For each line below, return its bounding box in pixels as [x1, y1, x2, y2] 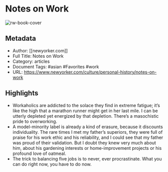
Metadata [5, 34, 36, 43]
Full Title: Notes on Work [12, 53, 64, 59]
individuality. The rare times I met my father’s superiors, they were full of [12, 129, 163, 135]
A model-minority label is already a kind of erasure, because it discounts [12, 124, 163, 130]
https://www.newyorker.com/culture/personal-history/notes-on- [24, 69, 157, 75]
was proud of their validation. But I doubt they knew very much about [12, 139, 156, 146]
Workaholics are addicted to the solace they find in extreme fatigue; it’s [12, 102, 160, 108]
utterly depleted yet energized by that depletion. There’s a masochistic [12, 113, 159, 119]
